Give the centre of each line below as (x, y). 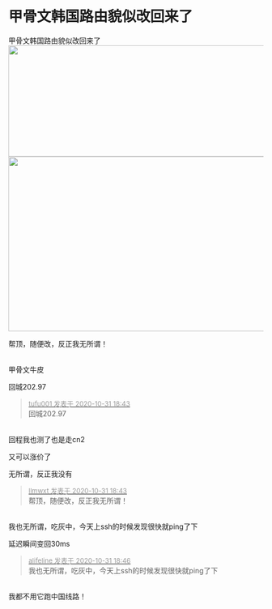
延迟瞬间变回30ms (39, 543)
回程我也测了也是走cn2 (47, 439)
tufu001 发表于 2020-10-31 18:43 (79, 403)
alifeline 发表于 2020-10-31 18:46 (79, 560)
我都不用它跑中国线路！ (47, 596)
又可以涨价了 (30, 456)
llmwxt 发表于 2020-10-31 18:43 (78, 490)
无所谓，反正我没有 (40, 474)
